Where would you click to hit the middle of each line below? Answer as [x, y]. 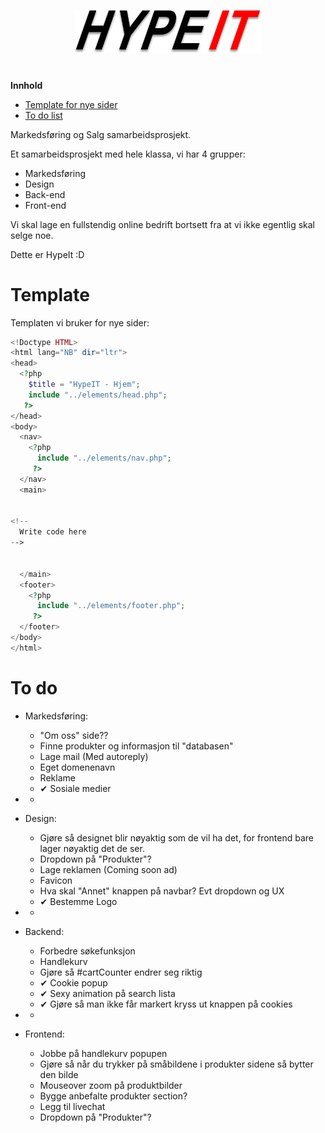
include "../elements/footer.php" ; [111, 606]
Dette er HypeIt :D [47, 254]
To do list [43, 115]
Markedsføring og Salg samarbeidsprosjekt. [101, 134]
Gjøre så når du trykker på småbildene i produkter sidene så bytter [176, 1064]
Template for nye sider [71, 104]
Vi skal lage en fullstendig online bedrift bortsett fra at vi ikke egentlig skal [163, 224]
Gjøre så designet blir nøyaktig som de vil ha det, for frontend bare [177, 837]
